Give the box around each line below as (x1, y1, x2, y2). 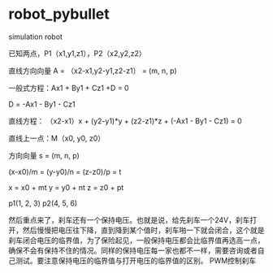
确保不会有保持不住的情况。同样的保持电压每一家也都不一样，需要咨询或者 (8, 245, 258, 255)
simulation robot (8, 32, 63, 41)
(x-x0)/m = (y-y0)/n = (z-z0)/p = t (8, 167, 122, 176)
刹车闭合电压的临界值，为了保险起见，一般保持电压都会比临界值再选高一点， (8, 235, 265, 245)
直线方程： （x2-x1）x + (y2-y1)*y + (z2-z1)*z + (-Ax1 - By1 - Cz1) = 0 (8, 115, 242, 126)
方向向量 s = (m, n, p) (8, 150, 80, 160)
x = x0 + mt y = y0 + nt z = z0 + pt (8, 182, 124, 192)
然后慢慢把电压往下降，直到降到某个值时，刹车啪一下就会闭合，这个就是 (22, 225, 265, 235)
